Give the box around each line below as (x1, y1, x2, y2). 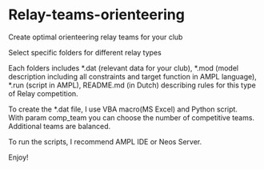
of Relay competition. (8, 88, 78, 98)
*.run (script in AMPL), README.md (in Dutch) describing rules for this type (8, 80, 256, 90)
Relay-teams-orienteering (8, 6, 186, 24)
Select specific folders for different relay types (8, 47, 162, 57)
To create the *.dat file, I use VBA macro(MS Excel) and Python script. (8, 104, 238, 114)
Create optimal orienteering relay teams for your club (8, 32, 183, 42)
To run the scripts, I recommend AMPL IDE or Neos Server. (8, 136, 202, 146)
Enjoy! (8, 152, 30, 162)
